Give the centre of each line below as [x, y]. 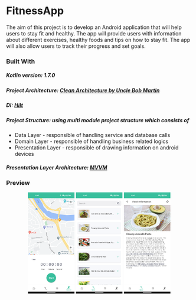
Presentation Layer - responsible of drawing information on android [97, 147]
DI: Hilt [15, 105]
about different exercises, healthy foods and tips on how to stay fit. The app [98, 40]
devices [24, 154]
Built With [21, 61]
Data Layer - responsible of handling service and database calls [92, 135]
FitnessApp [35, 11]
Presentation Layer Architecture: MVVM [57, 167]
